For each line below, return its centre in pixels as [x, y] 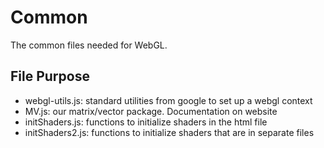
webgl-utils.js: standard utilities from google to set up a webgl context [168, 100]
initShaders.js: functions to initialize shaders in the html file [146, 122]
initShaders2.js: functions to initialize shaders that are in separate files [169, 132]
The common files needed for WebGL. [89, 45]
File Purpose [50, 76]
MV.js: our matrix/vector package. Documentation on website [151, 111]
